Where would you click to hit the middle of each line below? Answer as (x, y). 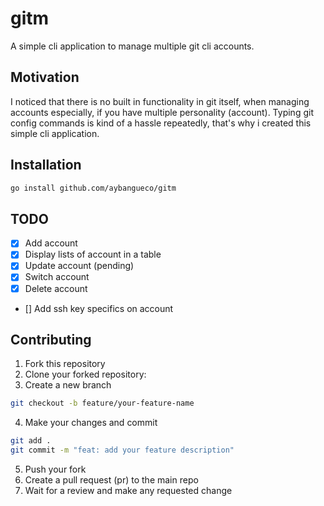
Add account (51, 243)
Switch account (57, 277)
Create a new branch (68, 385)
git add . (31, 441)
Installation (46, 165)
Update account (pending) (79, 266)
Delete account (56, 288)
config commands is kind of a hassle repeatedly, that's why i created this (161, 123)
